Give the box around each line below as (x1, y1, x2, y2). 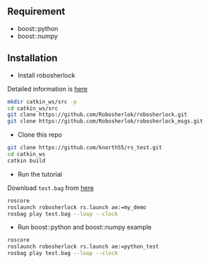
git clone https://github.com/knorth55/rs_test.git (7, 144, 162, 151)
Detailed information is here (7, 84, 88, 93)
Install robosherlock (17, 70, 75, 80)
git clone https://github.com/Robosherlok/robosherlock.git (7, 111, 188, 118)
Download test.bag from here (7, 183, 94, 192)
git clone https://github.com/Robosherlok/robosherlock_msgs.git (7, 118, 203, 125)
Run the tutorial (17, 170, 62, 178)
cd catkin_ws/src (7, 105, 58, 112)
